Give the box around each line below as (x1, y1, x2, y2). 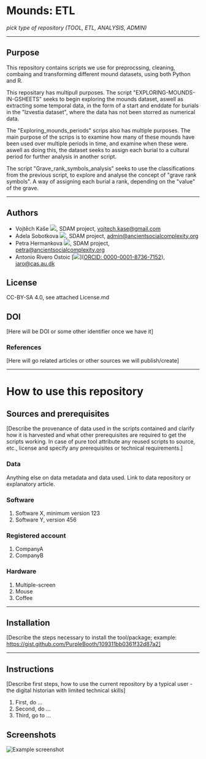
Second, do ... (15, 705, 51, 712)
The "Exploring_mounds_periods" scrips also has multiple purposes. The (6, 126, 191, 134)
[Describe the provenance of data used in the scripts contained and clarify (6, 425, 195, 433)
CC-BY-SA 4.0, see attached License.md (6, 294, 109, 301)
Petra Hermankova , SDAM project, (15, 239, 110, 247)
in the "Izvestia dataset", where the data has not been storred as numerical (6, 108, 196, 115)
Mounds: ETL (6, 4, 75, 18)
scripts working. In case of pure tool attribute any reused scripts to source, (6, 438, 196, 445)
